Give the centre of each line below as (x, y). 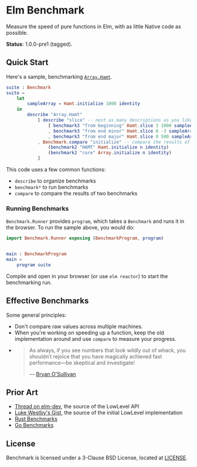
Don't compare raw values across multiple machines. (79, 326)
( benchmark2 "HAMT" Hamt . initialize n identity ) (108, 147)
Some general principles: (36, 315)
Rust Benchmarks (36, 419)
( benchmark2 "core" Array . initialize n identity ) (110, 153)
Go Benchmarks (34, 425)
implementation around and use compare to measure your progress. (96, 339)
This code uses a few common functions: (56, 170)
